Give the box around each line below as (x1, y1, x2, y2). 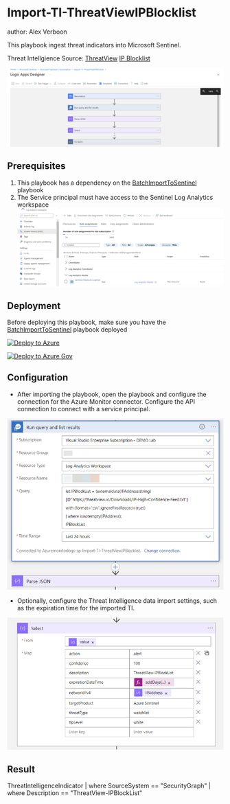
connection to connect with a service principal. (16, 404, 150, 413)
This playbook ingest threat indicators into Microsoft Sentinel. (7, 41, 181, 49)
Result (7, 763, 36, 775)
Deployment (7, 300, 61, 312)
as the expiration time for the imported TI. (16, 604, 135, 612)
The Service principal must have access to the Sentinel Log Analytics (16, 193, 214, 201)
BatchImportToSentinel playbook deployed (7, 325, 128, 334)
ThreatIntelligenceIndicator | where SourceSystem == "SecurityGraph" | (7, 781, 211, 790)
